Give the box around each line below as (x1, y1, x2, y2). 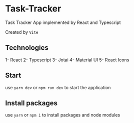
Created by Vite (5, 29, 38, 35)
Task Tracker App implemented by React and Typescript (5, 19, 121, 25)
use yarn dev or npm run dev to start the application (5, 84, 111, 90)
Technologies (5, 43, 49, 52)
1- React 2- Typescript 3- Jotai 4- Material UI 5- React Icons (5, 57, 129, 63)
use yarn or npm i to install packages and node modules (5, 112, 120, 118)
